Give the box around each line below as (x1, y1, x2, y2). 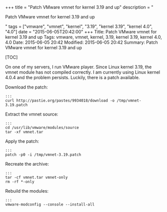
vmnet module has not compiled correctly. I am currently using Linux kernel (5, 69, 161, 75)
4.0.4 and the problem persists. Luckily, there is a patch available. (5, 75, 140, 80)
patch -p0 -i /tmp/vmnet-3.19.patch (5, 152, 81, 157)
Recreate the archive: (5, 161, 49, 167)
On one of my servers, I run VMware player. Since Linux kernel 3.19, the (5, 64, 152, 70)
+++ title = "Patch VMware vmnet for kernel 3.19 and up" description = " (5, 4, 154, 10)
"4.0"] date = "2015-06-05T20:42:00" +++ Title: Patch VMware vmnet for (5, 29, 157, 34)
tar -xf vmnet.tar (5, 129, 43, 134)
